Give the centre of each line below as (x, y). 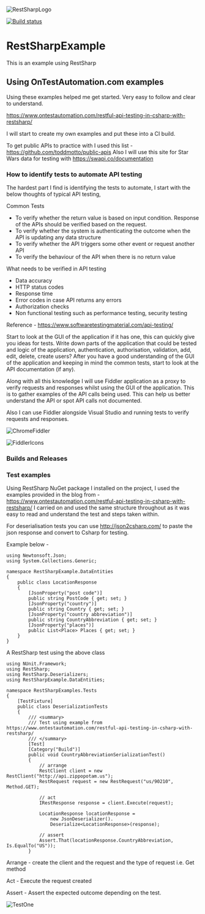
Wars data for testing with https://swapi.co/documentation (80, 158)
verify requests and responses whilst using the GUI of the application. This (100, 388)
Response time (34, 294)
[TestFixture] (35, 701)
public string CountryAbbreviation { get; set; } (93, 620)
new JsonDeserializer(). (82, 819)
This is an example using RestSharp (51, 63)
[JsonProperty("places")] (61, 625)
